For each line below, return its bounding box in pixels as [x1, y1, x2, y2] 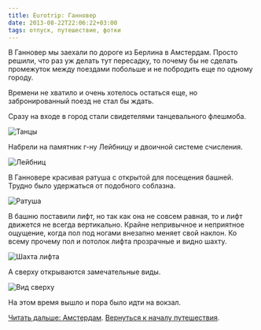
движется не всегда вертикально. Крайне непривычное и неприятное [8, 220, 245, 229]
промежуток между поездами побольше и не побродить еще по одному [8, 65, 253, 74]
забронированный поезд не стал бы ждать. [8, 96, 155, 106]
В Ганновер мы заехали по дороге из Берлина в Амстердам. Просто [8, 48, 238, 57]
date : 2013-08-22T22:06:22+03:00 [8, 19, 118, 27]
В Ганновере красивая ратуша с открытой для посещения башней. [8, 172, 233, 182]
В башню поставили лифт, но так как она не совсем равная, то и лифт [8, 212, 243, 221]
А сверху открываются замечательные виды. [8, 267, 161, 276]
